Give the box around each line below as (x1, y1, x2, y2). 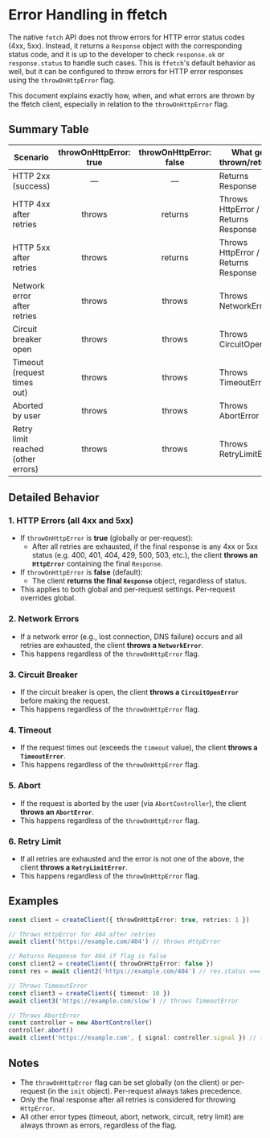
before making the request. (19, 696, 111, 706)
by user (12, 409, 42, 421)
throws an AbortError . (19, 807, 95, 816)
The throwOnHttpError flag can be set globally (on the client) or (19, 1078, 229, 1087)
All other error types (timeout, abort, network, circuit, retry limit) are (19, 1111, 244, 1121)
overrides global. (19, 593, 76, 603)
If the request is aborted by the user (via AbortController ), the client (19, 798, 247, 808)
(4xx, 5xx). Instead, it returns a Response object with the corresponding (8, 40, 243, 50)
